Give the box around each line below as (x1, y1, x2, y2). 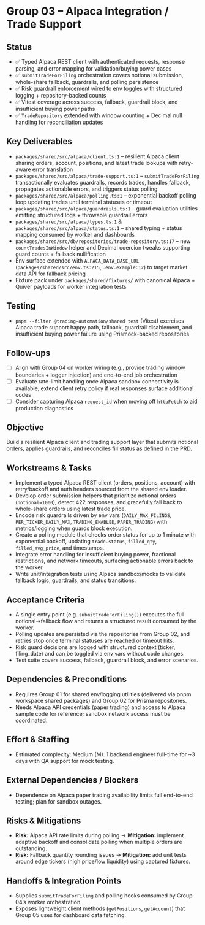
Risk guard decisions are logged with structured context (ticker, (15, 643, 176, 651)
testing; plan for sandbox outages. (15, 797, 102, 805)
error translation (32, 166, 73, 173)
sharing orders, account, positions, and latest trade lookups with (15, 159, 178, 166)
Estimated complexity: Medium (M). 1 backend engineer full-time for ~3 (15, 750, 195, 758)
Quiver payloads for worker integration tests (15, 283, 127, 290)
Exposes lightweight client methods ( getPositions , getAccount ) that (15, 905, 185, 912)
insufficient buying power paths (15, 106, 95, 112)
